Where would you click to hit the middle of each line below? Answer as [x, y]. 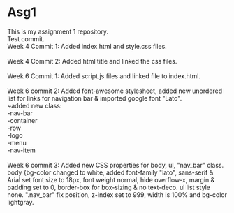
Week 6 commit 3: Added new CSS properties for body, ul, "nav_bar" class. [116, 165]
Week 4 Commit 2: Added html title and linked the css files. [92, 61]
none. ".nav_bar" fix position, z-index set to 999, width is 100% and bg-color [117, 194]
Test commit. [26, 38]
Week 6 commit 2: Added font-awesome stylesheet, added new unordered [115, 91]
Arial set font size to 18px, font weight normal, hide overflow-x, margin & [111, 179]
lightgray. [21, 202]
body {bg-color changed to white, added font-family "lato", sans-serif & [110, 172]
